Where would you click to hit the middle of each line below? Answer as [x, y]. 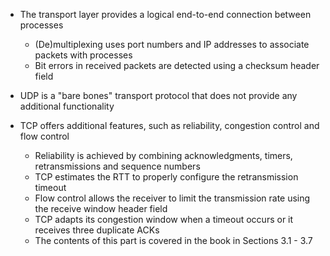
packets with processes [83, 55]
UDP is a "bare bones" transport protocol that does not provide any [158, 95]
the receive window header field [101, 208]
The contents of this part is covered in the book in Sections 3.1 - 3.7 [173, 240]
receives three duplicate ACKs [97, 230]
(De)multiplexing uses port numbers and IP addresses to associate [172, 44]
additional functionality [67, 106]
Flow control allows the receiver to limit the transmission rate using [172, 198]
